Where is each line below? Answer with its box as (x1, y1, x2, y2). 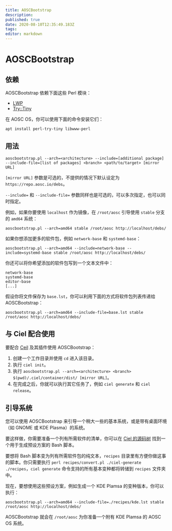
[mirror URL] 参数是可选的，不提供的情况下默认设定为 (5, 174, 120, 180)
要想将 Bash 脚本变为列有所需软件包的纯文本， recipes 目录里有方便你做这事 (5, 453, 166, 459)
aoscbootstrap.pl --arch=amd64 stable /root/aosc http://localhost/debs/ (5, 225, 167, 231)
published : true (5, 17, 40, 22)
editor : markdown (5, 31, 43, 36)
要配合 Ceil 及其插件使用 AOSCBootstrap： (5, 344, 96, 350)
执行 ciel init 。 (12, 362, 49, 368)
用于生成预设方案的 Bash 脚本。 (9, 442, 77, 448)
